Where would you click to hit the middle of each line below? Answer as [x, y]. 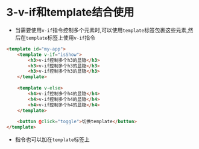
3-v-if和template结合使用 [70, 12]
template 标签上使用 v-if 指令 [60, 37]
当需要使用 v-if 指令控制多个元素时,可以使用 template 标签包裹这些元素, [101, 30]
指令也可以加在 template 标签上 [52, 139]
